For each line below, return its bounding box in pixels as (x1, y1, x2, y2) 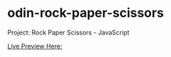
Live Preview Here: (7, 42, 62, 50)
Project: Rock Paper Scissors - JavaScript (7, 28, 130, 37)
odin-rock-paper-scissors (7, 5, 165, 21)
